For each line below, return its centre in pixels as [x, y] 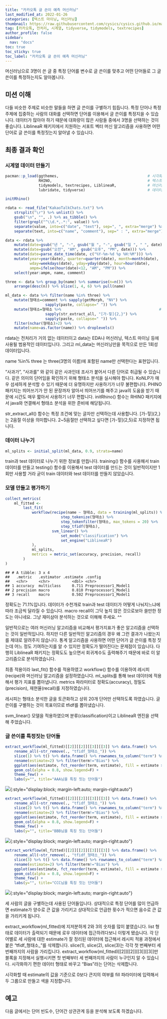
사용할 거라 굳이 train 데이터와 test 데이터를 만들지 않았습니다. [74, 474]
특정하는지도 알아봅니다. [42, 77]
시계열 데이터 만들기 [28, 165]
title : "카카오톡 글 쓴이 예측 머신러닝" [42, 10]
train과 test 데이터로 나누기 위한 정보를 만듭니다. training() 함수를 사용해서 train [82, 461]
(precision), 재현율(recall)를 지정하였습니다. [48, 688]
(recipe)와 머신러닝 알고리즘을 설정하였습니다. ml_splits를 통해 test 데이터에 [79, 676]
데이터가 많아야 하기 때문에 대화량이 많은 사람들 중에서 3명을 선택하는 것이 [87, 120]
